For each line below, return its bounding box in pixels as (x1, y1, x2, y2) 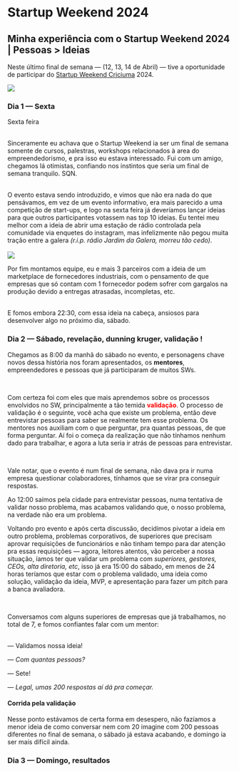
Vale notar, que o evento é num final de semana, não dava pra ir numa (7, 466, 213, 475)
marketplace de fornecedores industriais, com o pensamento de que (7, 272, 209, 281)
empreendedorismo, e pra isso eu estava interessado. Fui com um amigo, (7, 154, 223, 163)
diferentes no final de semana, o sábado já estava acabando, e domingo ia (7, 730, 226, 738)
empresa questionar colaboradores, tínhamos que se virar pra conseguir (7, 473, 220, 482)
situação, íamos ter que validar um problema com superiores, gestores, (7, 554, 217, 563)
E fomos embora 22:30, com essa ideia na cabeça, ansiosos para (7, 309, 200, 317)
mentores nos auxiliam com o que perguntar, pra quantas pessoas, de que (7, 423, 226, 432)
